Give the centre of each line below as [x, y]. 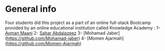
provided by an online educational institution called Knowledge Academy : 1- [83, 27]
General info [31, 9]
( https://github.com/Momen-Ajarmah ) [43, 43]
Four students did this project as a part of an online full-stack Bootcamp [78, 23]
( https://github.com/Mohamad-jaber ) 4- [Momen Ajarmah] [65, 38]
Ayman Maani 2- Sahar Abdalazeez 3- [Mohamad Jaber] [63, 33]
